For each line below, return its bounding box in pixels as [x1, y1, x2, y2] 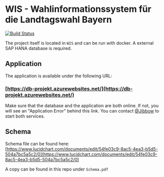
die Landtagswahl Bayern [5, 14, 112, 25]
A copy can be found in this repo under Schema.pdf [5, 166, 109, 172]
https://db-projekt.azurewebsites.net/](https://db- [7, 85, 133, 92]
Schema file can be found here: [5, 140, 69, 147]
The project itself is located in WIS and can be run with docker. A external [5, 40, 154, 46]
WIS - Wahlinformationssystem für [5, 3, 152, 15]
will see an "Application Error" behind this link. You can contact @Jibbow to [5, 108, 160, 114]
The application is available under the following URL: [5, 73, 112, 79]
